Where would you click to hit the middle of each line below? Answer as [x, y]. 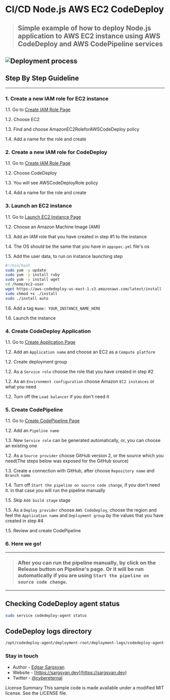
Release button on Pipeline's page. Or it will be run [81, 569]
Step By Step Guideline [42, 78]
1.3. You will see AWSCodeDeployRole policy [52, 183]
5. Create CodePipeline [34, 410]
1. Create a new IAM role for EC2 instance [57, 98]
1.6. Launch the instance [31, 318]
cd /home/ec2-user [25, 284]
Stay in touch [22, 656]
